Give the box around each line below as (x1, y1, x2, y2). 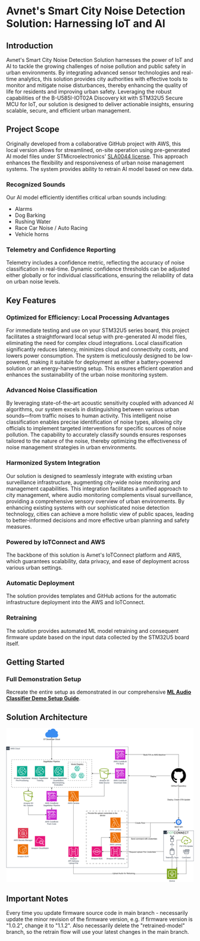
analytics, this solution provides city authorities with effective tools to (18, 76, 188, 82)
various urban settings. (6, 564, 63, 571)
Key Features (6, 295, 57, 305)
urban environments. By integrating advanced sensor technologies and (6, 69, 180, 76)
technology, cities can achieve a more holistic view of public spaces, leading (6, 510, 194, 517)
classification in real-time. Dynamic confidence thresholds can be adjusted (6, 265, 190, 272)
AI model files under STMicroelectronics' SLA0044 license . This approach (6, 153, 189, 160)
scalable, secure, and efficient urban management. (6, 107, 131, 114)
